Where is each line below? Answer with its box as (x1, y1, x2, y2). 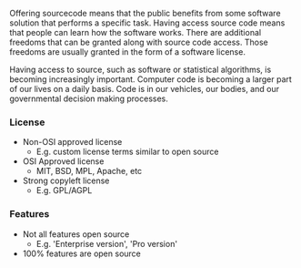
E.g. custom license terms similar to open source (35, 146, 219, 158)
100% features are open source (22, 248, 141, 259)
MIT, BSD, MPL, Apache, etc (35, 166, 143, 177)
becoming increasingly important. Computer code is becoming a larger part (9, 74, 293, 85)
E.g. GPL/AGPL (35, 185, 93, 196)
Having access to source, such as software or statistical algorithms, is (9, 64, 272, 75)
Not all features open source (22, 228, 130, 240)
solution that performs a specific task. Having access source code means (9, 17, 286, 28)
